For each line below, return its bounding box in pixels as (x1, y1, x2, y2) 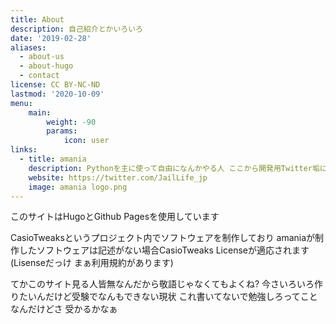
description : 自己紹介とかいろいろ (10, 24, 143, 34)
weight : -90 (46, 117, 97, 127)
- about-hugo (19, 61, 74, 71)
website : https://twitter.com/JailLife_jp (28, 172, 208, 183)
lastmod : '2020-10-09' (10, 89, 105, 99)
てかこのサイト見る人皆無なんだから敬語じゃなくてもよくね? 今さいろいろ (10, 278, 315, 290)
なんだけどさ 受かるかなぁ (10, 303, 118, 315)
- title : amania (19, 154, 87, 164)
